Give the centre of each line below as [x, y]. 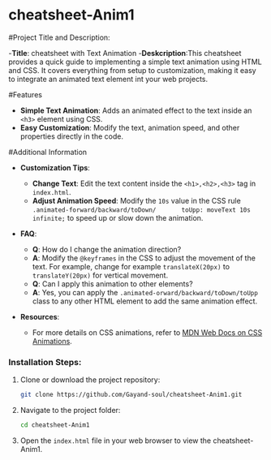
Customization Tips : [55, 167]
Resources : [40, 316]
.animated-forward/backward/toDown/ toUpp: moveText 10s [142, 210]
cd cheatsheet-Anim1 [55, 425]
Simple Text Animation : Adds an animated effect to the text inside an [136, 110]
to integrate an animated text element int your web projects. [108, 79]
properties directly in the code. [72, 136]
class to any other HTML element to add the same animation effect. [145, 301]
